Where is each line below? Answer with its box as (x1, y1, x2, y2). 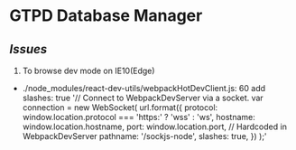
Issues (9, 42, 48, 57)
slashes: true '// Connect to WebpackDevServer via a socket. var (22, 92, 264, 103)
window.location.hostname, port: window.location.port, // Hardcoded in (22, 121, 287, 132)
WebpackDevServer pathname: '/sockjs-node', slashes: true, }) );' (22, 131, 268, 141)
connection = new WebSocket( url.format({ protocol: (22, 102, 218, 113)
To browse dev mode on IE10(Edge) (22, 65, 155, 76)
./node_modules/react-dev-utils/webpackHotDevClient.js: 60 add (22, 83, 266, 93)
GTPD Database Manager (9, 5, 203, 26)
